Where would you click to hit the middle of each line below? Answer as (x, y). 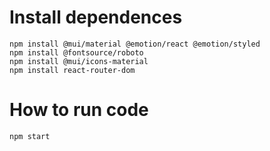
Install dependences (96, 17)
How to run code (79, 110)
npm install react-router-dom (72, 70)
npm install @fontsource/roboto (76, 52)
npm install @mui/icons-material (79, 61)
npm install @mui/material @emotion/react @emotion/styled (135, 44)
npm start (30, 136)
